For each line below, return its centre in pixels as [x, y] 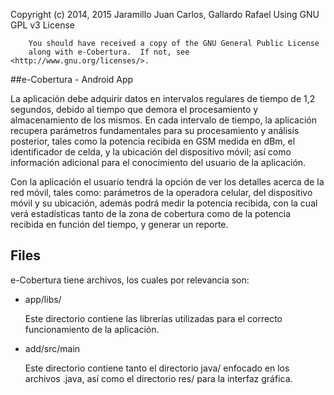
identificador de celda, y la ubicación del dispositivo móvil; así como [151, 152]
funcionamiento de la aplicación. [92, 329]
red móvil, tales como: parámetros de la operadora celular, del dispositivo [161, 192]
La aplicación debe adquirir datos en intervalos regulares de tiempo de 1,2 [163, 98]
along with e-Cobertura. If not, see [109, 52]
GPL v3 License [42, 25]
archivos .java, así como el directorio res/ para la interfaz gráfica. [158, 378]
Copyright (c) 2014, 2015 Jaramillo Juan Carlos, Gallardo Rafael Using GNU [165, 14]
